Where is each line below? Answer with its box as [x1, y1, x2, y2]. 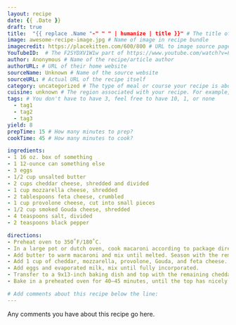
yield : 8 [7, 121, 33, 129]
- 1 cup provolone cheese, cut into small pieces [7, 200, 156, 207]
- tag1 [13, 102, 33, 109]
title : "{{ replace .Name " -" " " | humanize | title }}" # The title [7, 30, 222, 37]
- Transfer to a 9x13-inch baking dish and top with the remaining [7, 272, 209, 279]
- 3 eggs [7, 167, 33, 174]
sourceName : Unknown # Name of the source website [7, 69, 159, 76]
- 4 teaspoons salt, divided [7, 212, 93, 220]
